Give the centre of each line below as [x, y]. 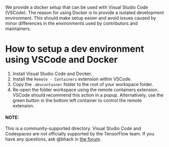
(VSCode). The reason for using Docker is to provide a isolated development [84, 13]
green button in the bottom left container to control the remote [77, 100]
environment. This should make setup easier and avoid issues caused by [81, 18]
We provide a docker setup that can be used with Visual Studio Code [77, 7]
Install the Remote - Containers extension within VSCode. [72, 79]
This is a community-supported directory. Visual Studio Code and [73, 128]
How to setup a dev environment [75, 49]
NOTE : [12, 117]
